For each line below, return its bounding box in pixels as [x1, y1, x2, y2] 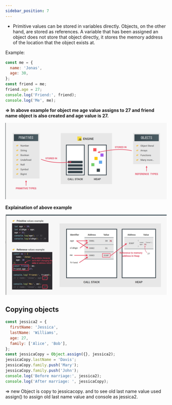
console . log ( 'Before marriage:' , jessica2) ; [5, 373, 102, 378]
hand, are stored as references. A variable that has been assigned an [12, 28, 159, 34]
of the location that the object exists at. [12, 39, 96, 46]
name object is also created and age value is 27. [5, 112, 109, 119]
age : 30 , [10, 71, 29, 76]
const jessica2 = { [5, 319, 47, 324]
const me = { [5, 60, 33, 65]
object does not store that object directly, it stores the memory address [12, 34, 163, 40]
